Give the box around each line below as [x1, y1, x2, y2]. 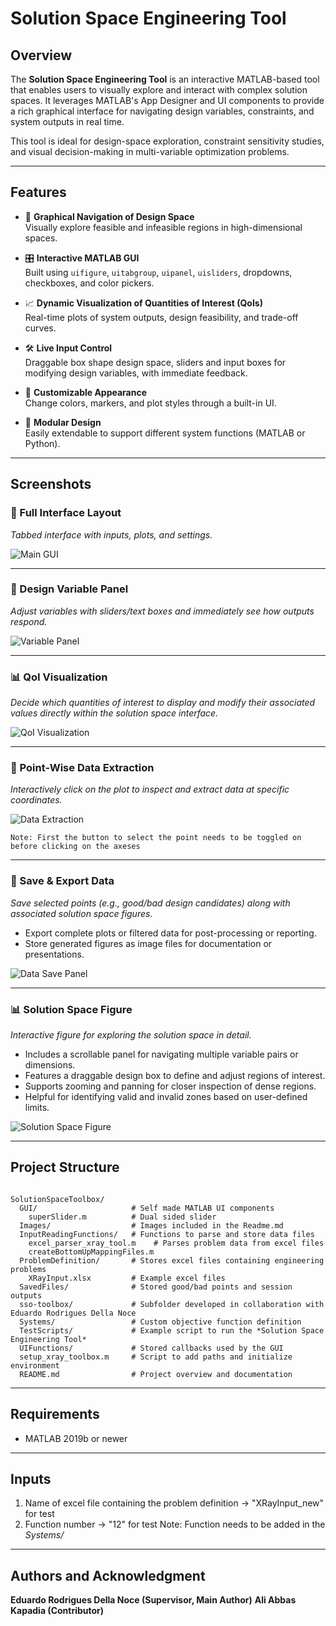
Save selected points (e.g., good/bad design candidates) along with [10, 897, 291, 909]
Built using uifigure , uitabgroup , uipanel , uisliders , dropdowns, [24, 266, 293, 278]
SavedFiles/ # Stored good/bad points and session [19, 1282, 293, 1292]
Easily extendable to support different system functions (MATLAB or [24, 427, 306, 439]
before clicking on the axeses [10, 842, 141, 852]
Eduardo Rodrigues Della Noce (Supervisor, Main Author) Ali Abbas [10, 1594, 297, 1606]
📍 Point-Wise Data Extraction [10, 761, 155, 775]
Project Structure [10, 1159, 120, 1176]
